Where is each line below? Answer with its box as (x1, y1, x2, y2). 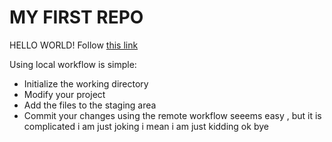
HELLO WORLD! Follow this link (9, 39, 139, 51)
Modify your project (23, 88, 106, 100)
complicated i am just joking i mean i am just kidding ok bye (23, 120, 269, 132)
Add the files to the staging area (23, 99, 157, 111)
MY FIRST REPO (9, 6, 144, 29)
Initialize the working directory (23, 77, 149, 90)
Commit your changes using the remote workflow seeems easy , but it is (23, 109, 322, 121)
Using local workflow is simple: (9, 58, 137, 70)
